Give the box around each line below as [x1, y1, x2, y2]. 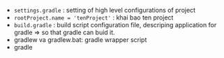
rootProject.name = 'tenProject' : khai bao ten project [13, 13, 174, 22]
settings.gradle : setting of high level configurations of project [13, 6, 196, 14]
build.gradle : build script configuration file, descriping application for [13, 21, 217, 29]
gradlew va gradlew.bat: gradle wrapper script [13, 36, 147, 44]
